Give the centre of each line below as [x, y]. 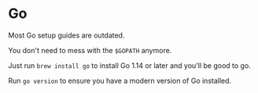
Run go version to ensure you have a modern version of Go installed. [120, 80]
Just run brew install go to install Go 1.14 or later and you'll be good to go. [130, 65]
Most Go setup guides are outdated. [66, 35]
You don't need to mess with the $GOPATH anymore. [90, 50]
